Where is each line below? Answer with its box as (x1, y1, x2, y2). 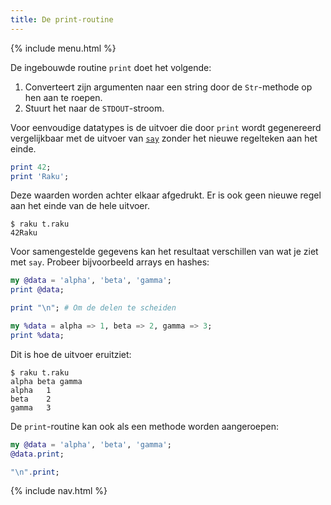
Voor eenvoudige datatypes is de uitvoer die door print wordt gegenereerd (10, 121, 322, 133)
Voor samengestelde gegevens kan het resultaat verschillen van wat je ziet (10, 246, 319, 258)
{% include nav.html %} (10, 485, 108, 497)
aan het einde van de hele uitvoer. (10, 200, 150, 212)
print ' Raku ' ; (10, 171, 70, 181)
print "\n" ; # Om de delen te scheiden (10, 303, 177, 313)
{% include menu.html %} (10, 42, 117, 54)
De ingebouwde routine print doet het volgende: (10, 61, 212, 73)
